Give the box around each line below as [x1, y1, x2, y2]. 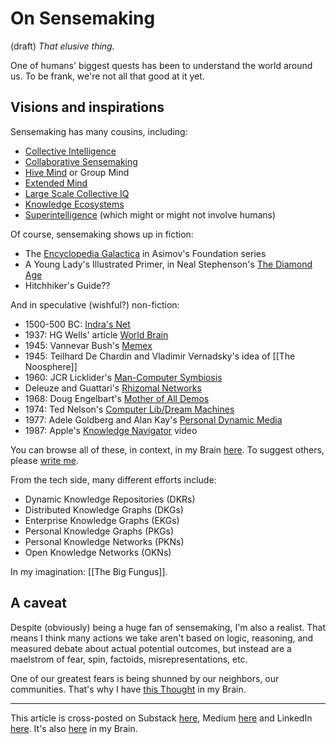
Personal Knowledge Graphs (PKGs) [24, 525, 175, 537]
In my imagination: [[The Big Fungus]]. [10, 565, 168, 577]
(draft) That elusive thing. [10, 40, 115, 52]
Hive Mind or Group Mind [24, 166, 130, 178]
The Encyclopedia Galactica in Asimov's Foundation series [24, 247, 267, 259]
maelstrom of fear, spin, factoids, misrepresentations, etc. [10, 653, 248, 665]
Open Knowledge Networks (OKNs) [24, 546, 172, 558]
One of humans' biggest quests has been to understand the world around [10, 59, 313, 71]
